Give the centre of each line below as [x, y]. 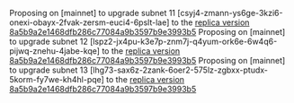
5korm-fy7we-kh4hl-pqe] [57, 79]
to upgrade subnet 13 [49, 70]
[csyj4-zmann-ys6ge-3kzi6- [230, 13]
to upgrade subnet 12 [49, 41]
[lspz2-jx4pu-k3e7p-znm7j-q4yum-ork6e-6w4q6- [183, 41]
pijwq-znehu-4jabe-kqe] [55, 51]
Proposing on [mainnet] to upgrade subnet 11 [93, 13]
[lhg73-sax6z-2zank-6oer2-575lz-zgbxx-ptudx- [178, 70]
